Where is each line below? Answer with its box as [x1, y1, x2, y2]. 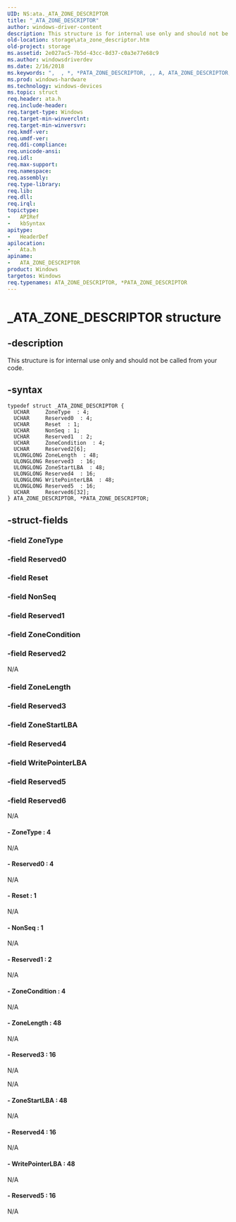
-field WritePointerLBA [7, 758, 87, 768]
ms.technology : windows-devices [7, 82, 102, 90]
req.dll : [7, 194, 33, 201]
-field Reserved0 [7, 554, 67, 564]
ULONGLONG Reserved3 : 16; [13, 458, 97, 465]
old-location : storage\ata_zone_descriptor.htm [7, 37, 150, 44]
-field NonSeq [7, 592, 56, 602]
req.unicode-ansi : [7, 148, 61, 155]
